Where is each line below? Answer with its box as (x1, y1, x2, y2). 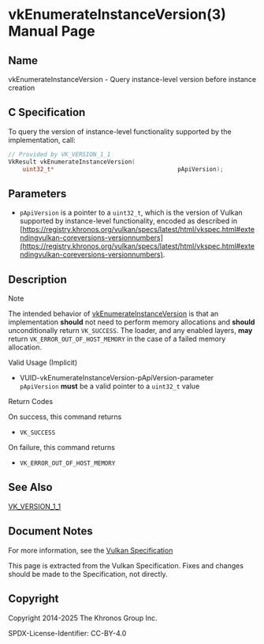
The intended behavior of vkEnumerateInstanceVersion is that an (8, 309, 219, 319)
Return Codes (8, 397, 54, 406)
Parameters (8, 187, 67, 200)
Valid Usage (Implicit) (8, 358, 78, 368)
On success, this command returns (8, 412, 122, 421)
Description (8, 272, 67, 286)
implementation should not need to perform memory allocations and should (8, 317, 255, 327)
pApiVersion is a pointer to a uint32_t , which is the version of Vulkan (19, 208, 243, 218)
